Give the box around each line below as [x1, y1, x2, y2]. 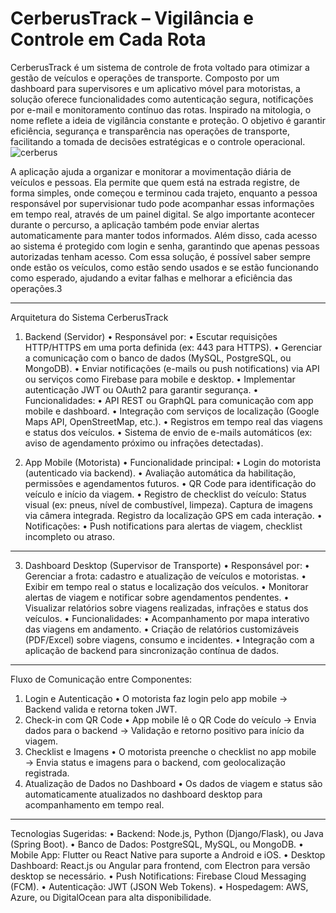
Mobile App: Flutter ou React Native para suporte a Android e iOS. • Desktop [10, 848, 326, 861]
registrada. [24, 767, 70, 779]
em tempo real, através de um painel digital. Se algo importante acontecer [10, 208, 316, 220]
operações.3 [10, 282, 63, 294]
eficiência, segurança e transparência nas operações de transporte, [10, 125, 290, 137]
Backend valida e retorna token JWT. [24, 703, 178, 715]
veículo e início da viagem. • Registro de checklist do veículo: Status [24, 488, 307, 500]
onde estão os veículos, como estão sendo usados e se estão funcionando [10, 261, 319, 273]
